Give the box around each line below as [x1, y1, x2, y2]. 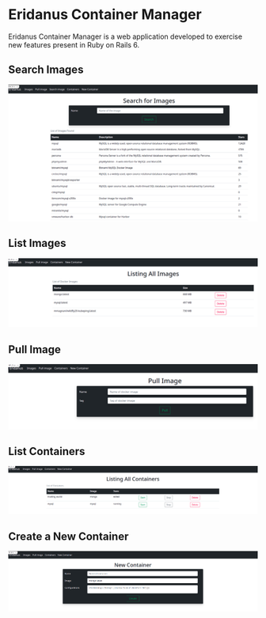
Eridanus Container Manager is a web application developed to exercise [8, 32, 243, 41]
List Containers [8, 445, 85, 458]
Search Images [8, 63, 84, 77]
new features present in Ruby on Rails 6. [8, 40, 140, 49]
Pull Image [8, 343, 62, 356]
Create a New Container [8, 529, 129, 543]
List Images [8, 237, 66, 250]
